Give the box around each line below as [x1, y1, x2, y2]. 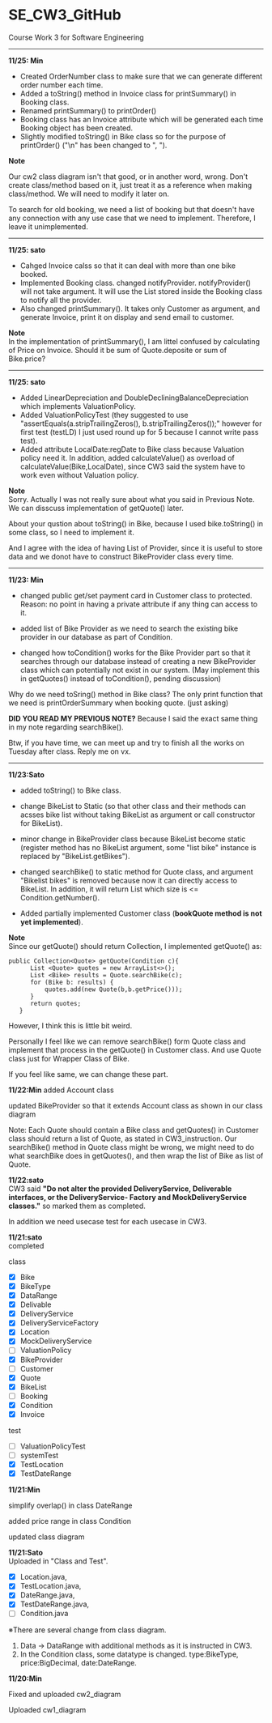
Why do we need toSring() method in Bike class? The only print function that [8, 689, 263, 699]
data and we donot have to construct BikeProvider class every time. [8, 551, 234, 561]
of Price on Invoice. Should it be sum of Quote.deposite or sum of [8, 345, 227, 355]
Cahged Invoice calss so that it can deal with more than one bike [19, 261, 236, 270]
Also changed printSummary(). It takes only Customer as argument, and [19, 304, 261, 313]
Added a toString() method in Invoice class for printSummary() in [19, 88, 236, 98]
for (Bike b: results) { [29, 978, 114, 986]
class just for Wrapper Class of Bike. [8, 1053, 130, 1063]
